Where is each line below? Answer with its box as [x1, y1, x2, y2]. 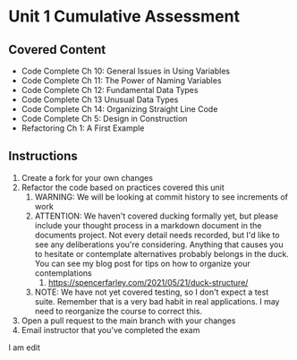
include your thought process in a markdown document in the [34, 219, 262, 230]
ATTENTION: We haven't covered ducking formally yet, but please [34, 210, 279, 221]
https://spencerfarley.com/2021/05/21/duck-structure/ [47, 277, 249, 287]
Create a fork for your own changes [21, 172, 154, 183]
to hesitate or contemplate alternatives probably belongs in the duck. [34, 248, 290, 259]
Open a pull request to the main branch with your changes [21, 315, 236, 326]
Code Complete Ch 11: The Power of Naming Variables [21, 75, 222, 86]
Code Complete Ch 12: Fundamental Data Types [21, 85, 199, 95]
